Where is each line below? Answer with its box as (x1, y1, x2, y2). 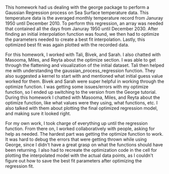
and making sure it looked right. (5, 110, 71, 117)
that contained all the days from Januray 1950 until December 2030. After (5, 26, 158, 32)
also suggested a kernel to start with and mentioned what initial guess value (5, 73, 163, 79)
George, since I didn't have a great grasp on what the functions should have (5, 142, 163, 148)
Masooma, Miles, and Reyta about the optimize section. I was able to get (5, 57, 156, 63)
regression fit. (5, 163, 34, 169)
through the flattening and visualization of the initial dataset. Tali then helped (5, 63, 164, 68)
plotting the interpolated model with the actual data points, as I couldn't (5, 152, 153, 158)
